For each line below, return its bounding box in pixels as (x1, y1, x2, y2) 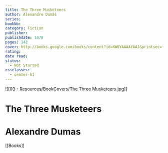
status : (5, 58, 21, 63)
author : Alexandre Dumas (5, 12, 57, 17)
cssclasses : (5, 68, 30, 73)
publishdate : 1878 (5, 35, 43, 40)
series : (5, 16, 21, 21)
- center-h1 (9, 72, 35, 77)
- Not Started (9, 63, 39, 68)
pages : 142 (5, 40, 28, 45)
